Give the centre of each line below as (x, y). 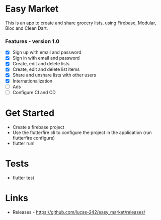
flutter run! (23, 143)
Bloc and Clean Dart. (27, 28)
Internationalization (32, 81)
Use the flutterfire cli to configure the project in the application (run (82, 133)
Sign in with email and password (46, 58)
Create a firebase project (38, 127)
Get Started (30, 113)
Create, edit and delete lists (41, 64)
